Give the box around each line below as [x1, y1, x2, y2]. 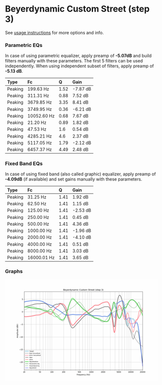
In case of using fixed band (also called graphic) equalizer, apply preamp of [5, 171, 156, 177]
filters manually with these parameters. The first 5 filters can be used [5, 58, 143, 64]
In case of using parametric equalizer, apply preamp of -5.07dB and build [5, 53, 152, 59]
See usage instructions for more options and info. [5, 30, 104, 35]
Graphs [5, 268, 23, 275]
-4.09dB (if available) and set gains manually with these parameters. [5, 176, 142, 182]
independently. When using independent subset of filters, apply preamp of [5, 63, 154, 69]
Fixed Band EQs [5, 160, 43, 167]
